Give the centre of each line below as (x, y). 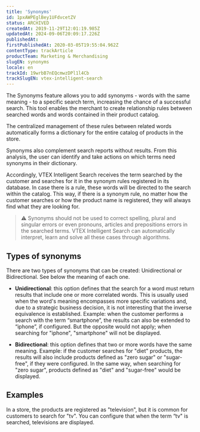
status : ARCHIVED (28, 23)
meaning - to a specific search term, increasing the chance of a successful (99, 102)
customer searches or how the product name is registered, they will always (99, 200)
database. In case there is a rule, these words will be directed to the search (99, 188)
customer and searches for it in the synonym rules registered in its (88, 181)
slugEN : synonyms (28, 62)
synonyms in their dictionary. (42, 163)
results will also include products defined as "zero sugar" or (88, 357)
